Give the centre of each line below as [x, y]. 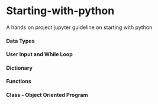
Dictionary [19, 68]
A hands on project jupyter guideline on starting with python [79, 27]
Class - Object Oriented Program [47, 95]
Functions [19, 82]
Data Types [20, 41]
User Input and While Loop [39, 54]
